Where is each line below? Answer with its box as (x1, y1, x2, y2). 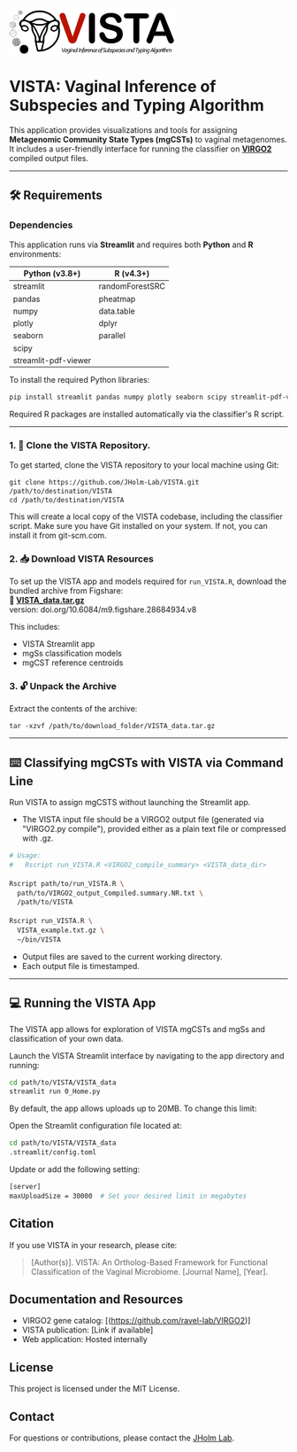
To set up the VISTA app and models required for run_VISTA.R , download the (9, 576, 287, 586)
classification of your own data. (9, 1033, 124, 1044)
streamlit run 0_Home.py (9, 1087, 101, 1096)
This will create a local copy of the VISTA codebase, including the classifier (9, 511, 283, 522)
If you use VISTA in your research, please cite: (9, 1239, 178, 1250)
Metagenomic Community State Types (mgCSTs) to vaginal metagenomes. (9, 135, 287, 145)
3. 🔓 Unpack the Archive (9, 679, 118, 692)
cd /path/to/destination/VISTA (9, 495, 125, 504)
